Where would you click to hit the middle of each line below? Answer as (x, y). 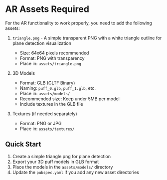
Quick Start (23, 144)
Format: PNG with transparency (52, 58)
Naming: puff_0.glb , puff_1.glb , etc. (58, 88)
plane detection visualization (42, 43)
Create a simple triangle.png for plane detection (62, 156)
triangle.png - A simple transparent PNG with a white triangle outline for (87, 38)
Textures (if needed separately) (45, 114)
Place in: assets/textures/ (47, 129)
